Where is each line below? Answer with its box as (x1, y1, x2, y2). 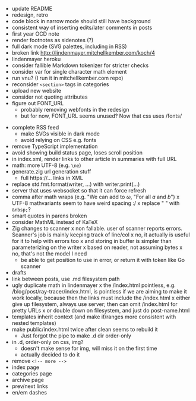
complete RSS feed (11, 124, 59, 131)
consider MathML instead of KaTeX (11, 219, 98, 225)
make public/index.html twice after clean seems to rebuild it (11, 326, 159, 333)
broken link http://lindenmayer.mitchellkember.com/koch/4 (11, 49, 156, 56)
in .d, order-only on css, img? (11, 339, 84, 345)
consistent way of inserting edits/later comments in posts (11, 24, 153, 31)
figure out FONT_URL (11, 100, 64, 106)
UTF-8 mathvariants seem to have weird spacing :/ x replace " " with (11, 200, 180, 207)
